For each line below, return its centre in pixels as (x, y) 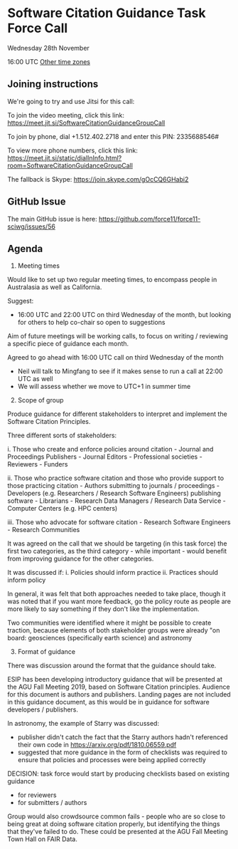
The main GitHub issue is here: (52, 219)
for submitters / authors (52, 803)
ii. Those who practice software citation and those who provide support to (116, 478)
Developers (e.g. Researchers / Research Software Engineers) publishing (114, 494)
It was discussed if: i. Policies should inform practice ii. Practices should (113, 573)
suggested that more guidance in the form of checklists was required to (123, 752)
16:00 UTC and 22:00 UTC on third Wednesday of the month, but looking (124, 315)
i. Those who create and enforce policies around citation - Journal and (110, 449)
